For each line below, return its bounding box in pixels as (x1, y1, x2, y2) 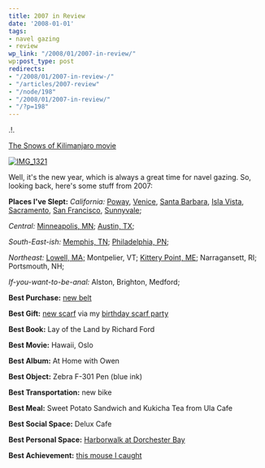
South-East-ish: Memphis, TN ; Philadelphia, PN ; (8, 237, 169, 247)
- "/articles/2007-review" (8, 80, 100, 88)
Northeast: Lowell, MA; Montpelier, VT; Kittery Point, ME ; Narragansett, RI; (8, 253, 258, 263)
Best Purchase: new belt (8, 293, 92, 303)
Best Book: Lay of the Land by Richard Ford (8, 325, 155, 335)
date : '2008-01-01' (8, 20, 75, 28)
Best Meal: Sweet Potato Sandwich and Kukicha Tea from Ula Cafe (8, 404, 233, 413)
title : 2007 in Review (8, 11, 85, 20)
